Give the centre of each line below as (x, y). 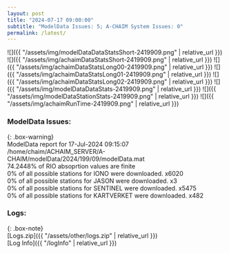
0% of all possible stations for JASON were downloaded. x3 (92, 181)
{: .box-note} (25, 228)
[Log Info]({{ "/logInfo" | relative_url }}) (62, 243)
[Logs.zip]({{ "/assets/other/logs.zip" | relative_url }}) (82, 235)
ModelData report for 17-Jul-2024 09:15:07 (68, 144)
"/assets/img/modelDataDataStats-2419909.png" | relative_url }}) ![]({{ (116, 89)
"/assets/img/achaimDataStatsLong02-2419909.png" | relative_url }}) (114, 82)
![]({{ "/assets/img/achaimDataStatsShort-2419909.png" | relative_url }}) (110, 60)
